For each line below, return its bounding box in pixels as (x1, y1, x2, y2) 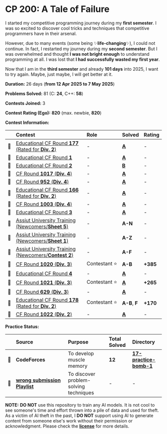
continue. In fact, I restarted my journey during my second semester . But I (5, 46, 158, 52)
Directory (132, 338, 155, 345)
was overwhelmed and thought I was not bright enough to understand (5, 51, 150, 57)
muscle (68, 356, 85, 363)
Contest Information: (5, 119, 50, 125)
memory (68, 362, 88, 369)
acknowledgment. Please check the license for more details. (5, 423, 129, 429)
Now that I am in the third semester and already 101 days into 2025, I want (5, 66, 159, 72)
